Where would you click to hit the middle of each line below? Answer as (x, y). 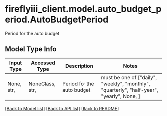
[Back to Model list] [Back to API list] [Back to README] (62, 108)
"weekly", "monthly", (125, 84)
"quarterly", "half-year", (129, 90)
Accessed (43, 63)
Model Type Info (31, 49)
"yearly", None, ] (121, 96)
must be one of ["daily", (129, 77)
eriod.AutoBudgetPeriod (57, 20)
